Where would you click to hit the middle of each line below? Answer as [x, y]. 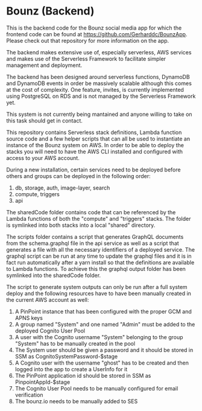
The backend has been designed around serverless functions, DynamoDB [98, 77]
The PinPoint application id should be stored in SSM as [83, 375]
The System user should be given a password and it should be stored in [104, 350]
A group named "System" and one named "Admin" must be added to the [105, 324]
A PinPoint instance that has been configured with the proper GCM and [103, 311]
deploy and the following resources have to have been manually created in [99, 293]
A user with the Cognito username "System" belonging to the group [99, 337]
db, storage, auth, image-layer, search [62, 188]
